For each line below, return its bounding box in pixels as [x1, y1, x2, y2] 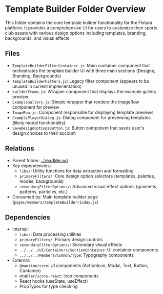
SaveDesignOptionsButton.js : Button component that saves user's [12, 125, 144, 131]
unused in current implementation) [12, 83, 82, 89]
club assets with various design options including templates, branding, [5, 30, 147, 36]
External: [12, 257, 30, 263]
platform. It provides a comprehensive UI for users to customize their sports [5, 24, 158, 30]
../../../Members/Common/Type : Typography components [19, 252, 134, 258]
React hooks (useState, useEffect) [19, 278, 88, 284]
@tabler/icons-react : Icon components [19, 273, 99, 279]
